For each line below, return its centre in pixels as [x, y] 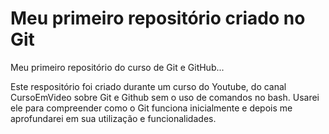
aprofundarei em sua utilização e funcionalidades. [113, 118]
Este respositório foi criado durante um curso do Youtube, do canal [148, 86]
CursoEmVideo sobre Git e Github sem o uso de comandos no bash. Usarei [165, 97]
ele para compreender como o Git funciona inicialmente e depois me [151, 108]
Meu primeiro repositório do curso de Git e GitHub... [117, 67]
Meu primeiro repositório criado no [158, 18]
